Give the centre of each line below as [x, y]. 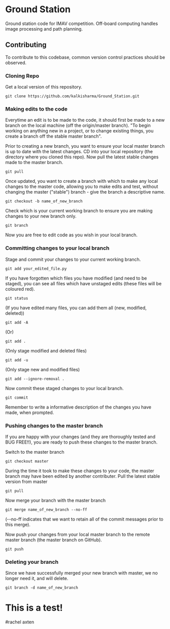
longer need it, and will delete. [37, 579]
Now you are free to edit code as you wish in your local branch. [72, 235]
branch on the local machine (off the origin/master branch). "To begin [78, 125]
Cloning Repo [22, 76]
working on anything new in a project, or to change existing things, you [79, 131]
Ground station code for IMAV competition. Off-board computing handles [82, 23]
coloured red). [20, 289]
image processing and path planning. [44, 29]
